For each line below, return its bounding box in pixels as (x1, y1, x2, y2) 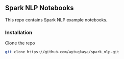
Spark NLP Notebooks (5, 4, 74, 12)
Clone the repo (5, 40, 35, 46)
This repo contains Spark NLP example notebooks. (5, 17, 108, 22)
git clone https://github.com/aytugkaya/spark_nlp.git (5, 50, 120, 55)
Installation (5, 29, 33, 36)
